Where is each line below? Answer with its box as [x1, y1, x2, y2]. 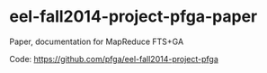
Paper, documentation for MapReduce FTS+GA [9, 36, 184, 47]
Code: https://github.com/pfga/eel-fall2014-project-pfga [9, 53, 218, 64]
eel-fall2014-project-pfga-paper [9, 6, 258, 27]
